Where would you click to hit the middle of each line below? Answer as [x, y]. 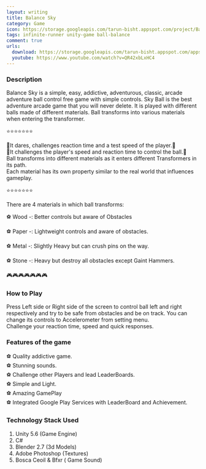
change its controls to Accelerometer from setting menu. [78, 320]
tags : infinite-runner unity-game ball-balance [68, 35]
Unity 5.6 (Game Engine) [46, 433]
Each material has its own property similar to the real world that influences [100, 171]
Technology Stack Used [43, 420]
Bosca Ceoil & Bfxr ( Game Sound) [59, 460]
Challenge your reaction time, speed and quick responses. [80, 326]
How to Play [25, 293]
